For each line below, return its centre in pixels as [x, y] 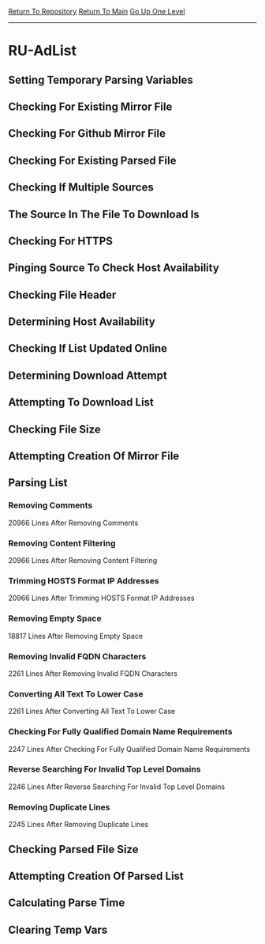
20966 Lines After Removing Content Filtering [83, 561]
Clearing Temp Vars [58, 929]
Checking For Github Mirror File [87, 134]
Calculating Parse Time [67, 903]
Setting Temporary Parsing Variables [101, 79]
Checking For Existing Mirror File [90, 106]
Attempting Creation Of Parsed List [96, 876]
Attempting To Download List [81, 402]
